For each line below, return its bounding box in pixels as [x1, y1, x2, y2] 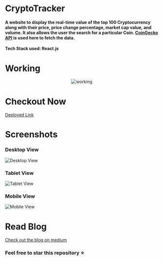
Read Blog [5, 221, 47, 232]
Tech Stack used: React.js [5, 46, 59, 52]
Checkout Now [5, 96, 67, 107]
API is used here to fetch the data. [5, 35, 75, 40]
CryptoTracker [5, 3, 65, 14]
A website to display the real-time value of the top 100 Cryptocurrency [5, 19, 151, 25]
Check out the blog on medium [5, 237, 67, 243]
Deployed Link [5, 112, 34, 118]
